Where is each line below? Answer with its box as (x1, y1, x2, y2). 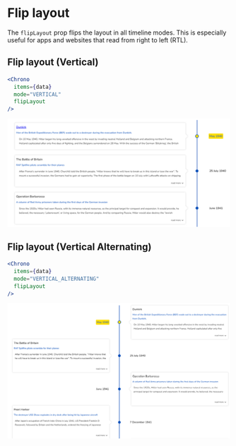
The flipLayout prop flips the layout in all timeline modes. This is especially (7, 28, 227, 37)
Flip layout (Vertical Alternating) (7, 241, 152, 253)
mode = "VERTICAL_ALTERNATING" (13, 275, 100, 282)
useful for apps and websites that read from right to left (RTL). (7, 35, 189, 44)
